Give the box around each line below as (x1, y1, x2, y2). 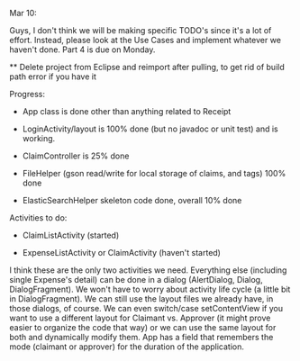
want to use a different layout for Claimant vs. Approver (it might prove (9, 312, 271, 323)
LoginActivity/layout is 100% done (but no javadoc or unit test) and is (22, 123, 278, 134)
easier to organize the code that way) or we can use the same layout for (9, 322, 277, 332)
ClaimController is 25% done (22, 150, 130, 161)
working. (22, 133, 56, 143)
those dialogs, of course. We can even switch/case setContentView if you (9, 303, 284, 313)
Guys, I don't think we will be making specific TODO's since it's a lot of (9, 25, 272, 35)
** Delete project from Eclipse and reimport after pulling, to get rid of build (9, 62, 286, 72)
